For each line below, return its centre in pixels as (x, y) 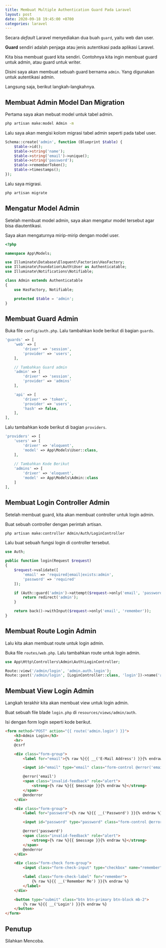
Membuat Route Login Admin (51, 631)
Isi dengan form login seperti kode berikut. (48, 722)
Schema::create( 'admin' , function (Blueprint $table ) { (64, 142)
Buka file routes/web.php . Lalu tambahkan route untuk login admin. (73, 653)
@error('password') (43, 831)
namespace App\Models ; (28, 253)
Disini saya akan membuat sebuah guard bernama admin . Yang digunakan (80, 72)
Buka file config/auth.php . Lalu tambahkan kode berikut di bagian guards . (80, 331)
